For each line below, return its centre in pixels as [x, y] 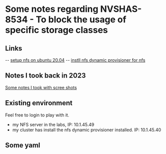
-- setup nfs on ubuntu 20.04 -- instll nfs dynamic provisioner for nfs [75, 60]
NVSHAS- [121, 9]
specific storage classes [56, 30]
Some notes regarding [52, 9]
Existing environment [39, 103]
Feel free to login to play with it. [37, 115]
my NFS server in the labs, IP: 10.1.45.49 [53, 124]
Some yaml [23, 145]
